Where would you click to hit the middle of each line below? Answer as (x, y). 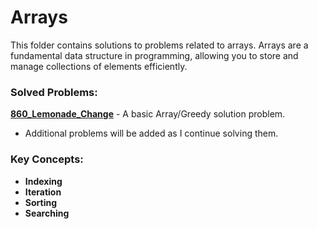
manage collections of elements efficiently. (99, 66)
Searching (47, 213)
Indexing (43, 181)
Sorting (41, 202)
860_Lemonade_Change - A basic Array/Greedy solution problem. (148, 114)
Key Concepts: (47, 159)
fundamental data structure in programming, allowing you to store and (154, 55)
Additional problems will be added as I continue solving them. (151, 133)
